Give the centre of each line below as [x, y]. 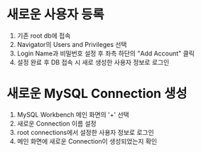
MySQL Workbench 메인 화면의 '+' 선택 [73, 114]
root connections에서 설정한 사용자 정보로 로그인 [85, 132]
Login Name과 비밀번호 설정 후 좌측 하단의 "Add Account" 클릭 [105, 53]
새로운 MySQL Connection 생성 [97, 94]
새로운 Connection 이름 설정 [56, 123]
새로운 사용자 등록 [55, 15]
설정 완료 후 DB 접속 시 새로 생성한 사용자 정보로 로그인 [93, 62]
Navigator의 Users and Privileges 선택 [72, 44]
